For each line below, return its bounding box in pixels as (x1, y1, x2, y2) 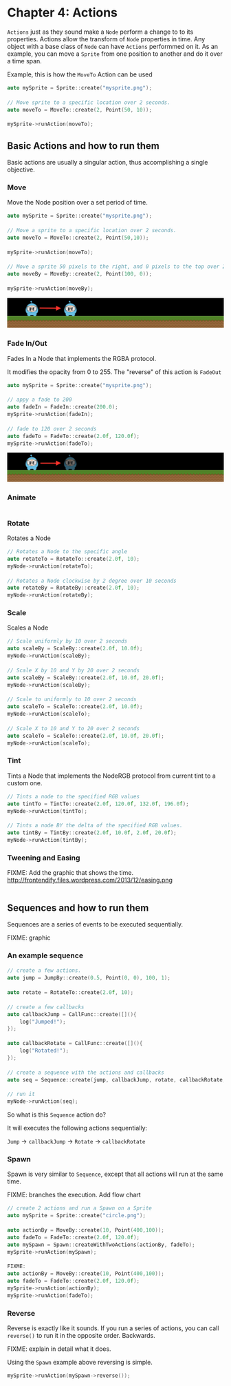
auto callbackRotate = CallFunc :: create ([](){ (7, 1040, 143, 1047)
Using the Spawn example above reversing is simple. (7, 1358, 153, 1366)
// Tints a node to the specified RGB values (7, 793, 140, 800)
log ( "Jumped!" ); (19, 1018, 67, 1025)
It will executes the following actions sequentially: (7, 1124, 148, 1132)
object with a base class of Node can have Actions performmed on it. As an (7, 42, 219, 50)
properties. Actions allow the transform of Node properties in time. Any (7, 34, 206, 43)
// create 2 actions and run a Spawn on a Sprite (7, 1205, 153, 1212)
